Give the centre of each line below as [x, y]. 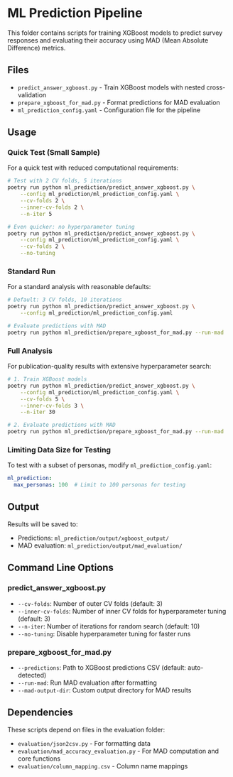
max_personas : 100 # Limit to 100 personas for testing [100, 485]
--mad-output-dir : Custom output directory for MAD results [104, 690]
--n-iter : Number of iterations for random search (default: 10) [109, 626]
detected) [32, 675]
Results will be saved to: [43, 524]
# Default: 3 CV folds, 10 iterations [65, 300]
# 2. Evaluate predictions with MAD [61, 425]
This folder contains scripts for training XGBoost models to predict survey [115, 33]
